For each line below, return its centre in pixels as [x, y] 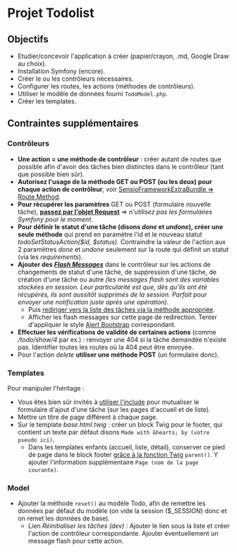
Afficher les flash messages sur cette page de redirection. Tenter [122, 317]
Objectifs [28, 39]
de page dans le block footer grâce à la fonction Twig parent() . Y [123, 454]
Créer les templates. [47, 101]
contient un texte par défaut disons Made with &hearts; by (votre [114, 432]
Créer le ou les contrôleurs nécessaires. [75, 79]
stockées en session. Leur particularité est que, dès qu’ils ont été [113, 287]
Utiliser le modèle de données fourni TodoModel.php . [92, 94]
